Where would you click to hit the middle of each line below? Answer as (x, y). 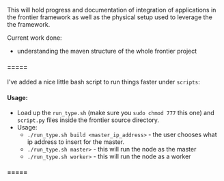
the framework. (29, 24)
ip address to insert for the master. (76, 142)
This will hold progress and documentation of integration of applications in (112, 10)
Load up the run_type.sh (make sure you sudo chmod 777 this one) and (115, 113)
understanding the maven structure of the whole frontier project (107, 51)
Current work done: (35, 38)
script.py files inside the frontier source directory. (88, 120)
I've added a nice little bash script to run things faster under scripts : (103, 82)
